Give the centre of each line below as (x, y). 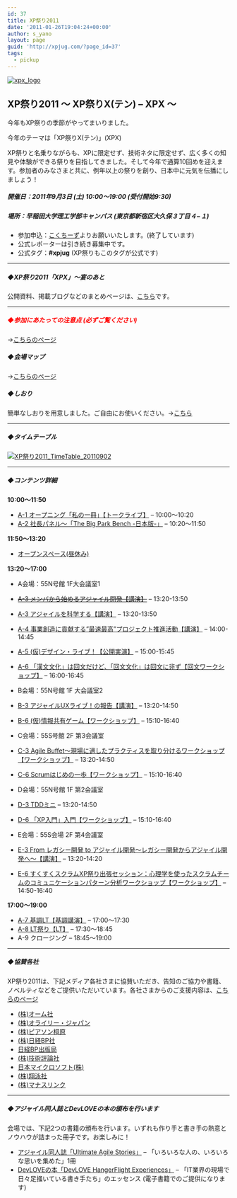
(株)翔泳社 (32, 1076)
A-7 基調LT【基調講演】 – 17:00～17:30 (73, 920)
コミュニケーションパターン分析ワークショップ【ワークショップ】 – (128, 882)
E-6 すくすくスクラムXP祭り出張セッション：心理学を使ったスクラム (117, 873)
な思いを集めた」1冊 (47, 1160)
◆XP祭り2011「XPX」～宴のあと (56, 277)
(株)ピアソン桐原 (42, 1032)
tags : (15, 54)
